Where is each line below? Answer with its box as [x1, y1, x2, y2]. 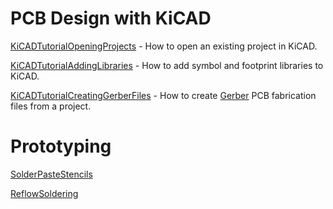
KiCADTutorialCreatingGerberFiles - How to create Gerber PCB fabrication [10, 89, 317, 101]
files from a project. [10, 100, 92, 112]
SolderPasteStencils [10, 168, 93, 180]
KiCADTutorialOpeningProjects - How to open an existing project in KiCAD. [10, 40, 318, 52]
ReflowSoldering [10, 187, 79, 199]
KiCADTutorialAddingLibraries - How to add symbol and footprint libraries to [10, 59, 324, 71]
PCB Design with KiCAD [10, 7, 212, 30]
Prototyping [10, 135, 112, 158]
